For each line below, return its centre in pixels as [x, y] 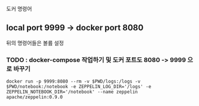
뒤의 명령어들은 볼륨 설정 [35, 43]
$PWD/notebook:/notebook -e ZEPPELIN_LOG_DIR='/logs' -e [79, 87]
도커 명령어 [19, 9]
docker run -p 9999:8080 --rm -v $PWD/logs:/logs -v [73, 82]
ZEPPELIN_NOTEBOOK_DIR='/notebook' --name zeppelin [72, 92]
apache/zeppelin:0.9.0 [34, 97]
